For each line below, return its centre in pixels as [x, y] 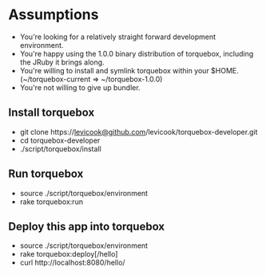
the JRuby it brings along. [62, 62]
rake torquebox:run [52, 202]
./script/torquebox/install [60, 148]
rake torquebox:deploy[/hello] [69, 254]
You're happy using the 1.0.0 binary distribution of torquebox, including [137, 53]
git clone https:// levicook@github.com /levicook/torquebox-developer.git [139, 132]
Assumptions [54, 15]
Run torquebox [46, 174]
